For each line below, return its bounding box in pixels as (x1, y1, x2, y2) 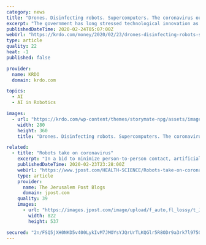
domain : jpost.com (22, 190, 70, 196)
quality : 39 (17, 195, 48, 202)
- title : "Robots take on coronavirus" (12, 150, 114, 156)
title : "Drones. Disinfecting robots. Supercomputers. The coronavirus (6, 15, 193, 21)
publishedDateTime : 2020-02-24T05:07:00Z (6, 26, 114, 32)
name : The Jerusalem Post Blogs (22, 184, 105, 190)
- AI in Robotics (12, 99, 56, 106)
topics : (6, 88, 26, 94)
